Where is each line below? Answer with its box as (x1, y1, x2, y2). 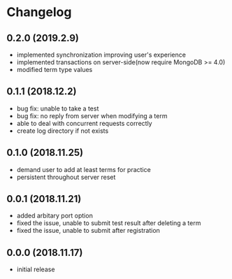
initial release (16, 265, 55, 273)
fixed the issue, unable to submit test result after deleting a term (16, 219, 201, 227)
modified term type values (16, 66, 93, 73)
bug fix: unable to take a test (16, 104, 99, 113)
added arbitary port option (16, 211, 94, 220)
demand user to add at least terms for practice (16, 165, 151, 173)
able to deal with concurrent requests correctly (16, 119, 152, 127)
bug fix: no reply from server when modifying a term (16, 111, 168, 120)
